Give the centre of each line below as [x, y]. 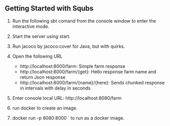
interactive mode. [31, 26]
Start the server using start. [41, 36]
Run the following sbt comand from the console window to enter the [84, 21]
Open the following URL [37, 56]
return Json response [43, 77]
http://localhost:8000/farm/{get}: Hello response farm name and [88, 71]
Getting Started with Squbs [49, 8]
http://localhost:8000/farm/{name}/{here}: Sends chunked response [92, 82]
